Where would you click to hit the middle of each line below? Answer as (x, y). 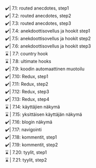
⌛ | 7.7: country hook (27, 54)
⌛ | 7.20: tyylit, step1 (26, 152)
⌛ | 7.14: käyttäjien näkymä (33, 107)
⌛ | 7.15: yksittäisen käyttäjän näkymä (44, 114)
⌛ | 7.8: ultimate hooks (28, 61)
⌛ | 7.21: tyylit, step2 (26, 160)
